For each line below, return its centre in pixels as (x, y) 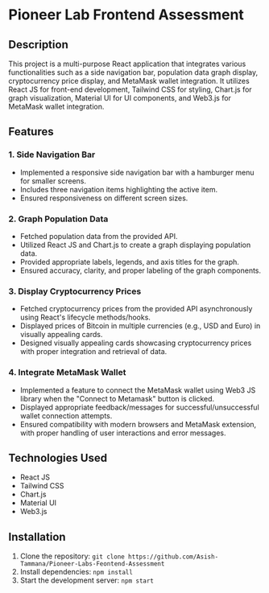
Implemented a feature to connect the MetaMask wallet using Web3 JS (138, 390)
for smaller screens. (53, 181)
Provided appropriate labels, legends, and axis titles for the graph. (130, 261)
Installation (37, 537)
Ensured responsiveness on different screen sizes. (104, 198)
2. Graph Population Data (58, 219)
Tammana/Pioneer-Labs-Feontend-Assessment (92, 564)
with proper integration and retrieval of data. (93, 352)
